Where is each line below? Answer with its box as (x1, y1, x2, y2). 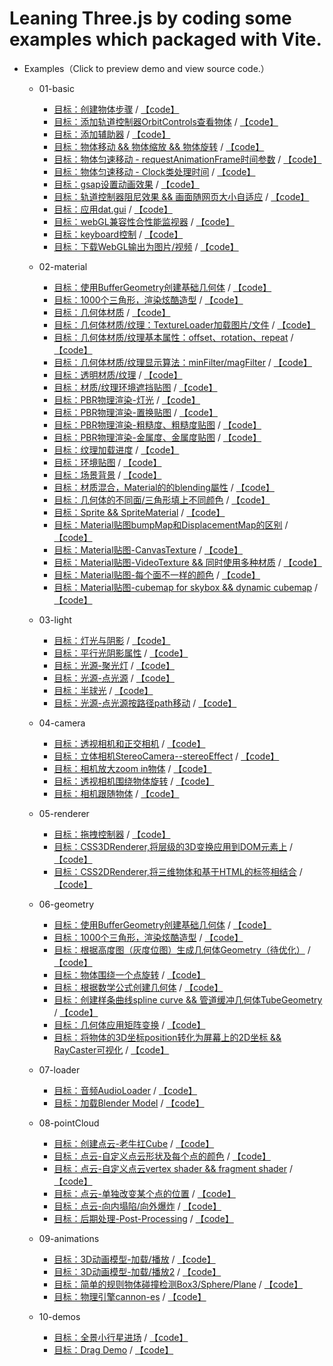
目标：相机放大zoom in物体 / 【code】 (53, 762, 212, 774)
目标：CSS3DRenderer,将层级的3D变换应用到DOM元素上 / (53, 840, 294, 852)
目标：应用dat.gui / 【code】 (53, 203, 173, 215)
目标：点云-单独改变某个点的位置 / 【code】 (53, 1187, 236, 1199)
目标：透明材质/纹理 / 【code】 (53, 368, 183, 381)
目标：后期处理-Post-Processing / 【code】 (53, 1212, 234, 1224)
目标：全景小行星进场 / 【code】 (53, 1331, 189, 1343)
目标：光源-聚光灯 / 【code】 (53, 659, 175, 671)
